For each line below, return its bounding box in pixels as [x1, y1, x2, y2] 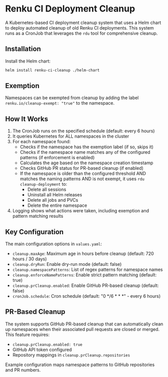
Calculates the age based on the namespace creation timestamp [20, 160, 153, 166]
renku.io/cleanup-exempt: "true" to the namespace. [5, 100, 115, 106]
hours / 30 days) [12, 256, 47, 262]
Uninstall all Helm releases [27, 192, 82, 198]
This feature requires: [5, 331, 50, 337]
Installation [5, 45, 41, 53]
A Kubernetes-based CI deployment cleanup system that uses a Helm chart [5, 20, 161, 26]
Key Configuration [5, 227, 64, 236]
